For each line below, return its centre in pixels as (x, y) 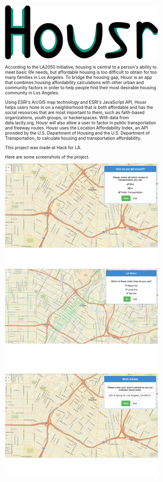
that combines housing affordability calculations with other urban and (74, 82)
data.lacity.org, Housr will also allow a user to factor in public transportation (81, 123)
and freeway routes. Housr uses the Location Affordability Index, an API (77, 128)
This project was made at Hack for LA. (43, 148)
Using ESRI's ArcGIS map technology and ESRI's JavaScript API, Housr (76, 102)
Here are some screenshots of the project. (47, 157)
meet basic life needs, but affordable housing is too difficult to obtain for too (81, 72)
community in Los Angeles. (32, 93)
